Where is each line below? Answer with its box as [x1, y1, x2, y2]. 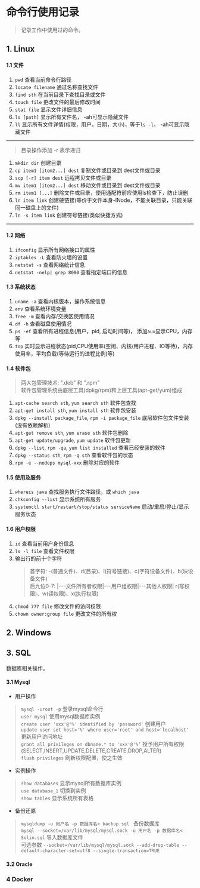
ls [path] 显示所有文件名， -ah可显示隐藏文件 [14, 113, 129, 120]
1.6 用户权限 [6, 525, 36, 532]
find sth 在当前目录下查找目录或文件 [14, 91, 106, 98]
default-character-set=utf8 [20, 847, 90, 854]
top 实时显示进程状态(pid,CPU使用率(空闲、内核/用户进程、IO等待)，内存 [14, 342, 193, 349]
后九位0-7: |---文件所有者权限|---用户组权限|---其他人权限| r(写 [29, 582, 185, 589]
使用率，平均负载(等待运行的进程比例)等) [14, 350, 115, 357]
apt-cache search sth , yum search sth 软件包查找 [14, 400, 137, 407]
